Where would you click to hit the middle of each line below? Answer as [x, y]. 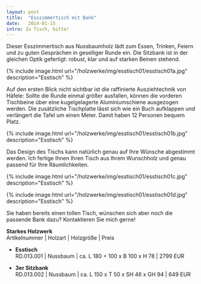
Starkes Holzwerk [30, 232]
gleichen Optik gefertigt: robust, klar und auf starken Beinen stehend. [93, 59]
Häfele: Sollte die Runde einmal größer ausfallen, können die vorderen [94, 96]
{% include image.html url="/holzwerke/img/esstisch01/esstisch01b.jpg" [97, 133]
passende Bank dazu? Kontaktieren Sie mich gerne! [71, 219]
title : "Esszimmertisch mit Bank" [51, 18]
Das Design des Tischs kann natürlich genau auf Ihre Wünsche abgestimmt [101, 152]
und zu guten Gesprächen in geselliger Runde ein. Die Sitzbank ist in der [97, 53]
